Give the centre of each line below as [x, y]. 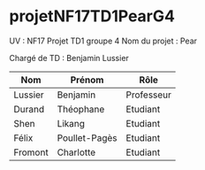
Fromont [31, 152]
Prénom [87, 80]
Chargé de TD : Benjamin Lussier [69, 58]
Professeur [149, 95]
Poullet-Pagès [87, 137]
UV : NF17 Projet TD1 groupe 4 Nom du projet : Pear [103, 41]
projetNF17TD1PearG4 [92, 16]
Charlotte [76, 152]
